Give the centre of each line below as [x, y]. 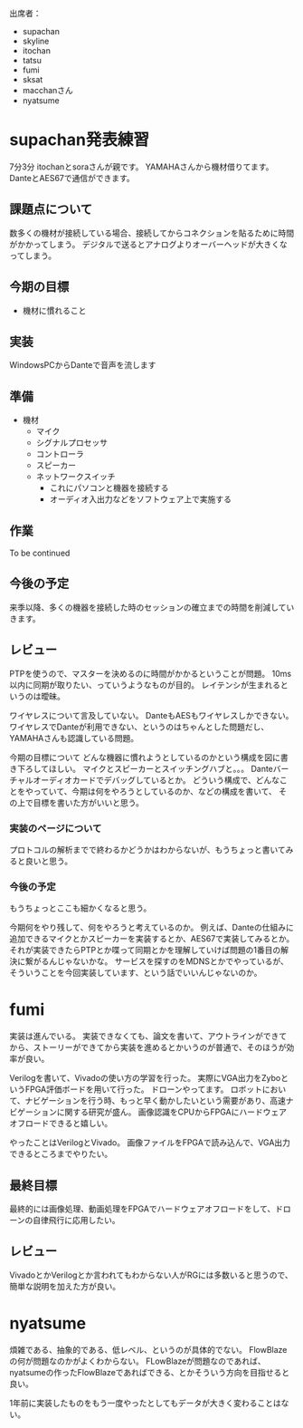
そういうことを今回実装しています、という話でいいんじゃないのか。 [136, 973]
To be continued [40, 553]
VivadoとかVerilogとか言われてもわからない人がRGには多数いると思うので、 [151, 1275]
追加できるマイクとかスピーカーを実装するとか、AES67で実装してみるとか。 [152, 939]
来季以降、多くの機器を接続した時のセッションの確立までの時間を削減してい [152, 607]
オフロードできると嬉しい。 [61, 1124]
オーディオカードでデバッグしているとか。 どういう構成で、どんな [156, 780]
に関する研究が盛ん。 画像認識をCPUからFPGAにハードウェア [172, 1112]
